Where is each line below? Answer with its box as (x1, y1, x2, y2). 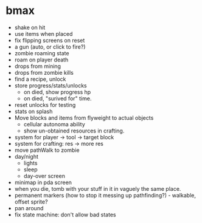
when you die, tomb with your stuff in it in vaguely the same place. (14, 185, 181, 192)
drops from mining (14, 62, 61, 70)
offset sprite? (14, 198, 48, 205)
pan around (14, 204, 44, 211)
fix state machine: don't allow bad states (14, 211, 116, 218)
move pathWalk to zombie (14, 146, 80, 154)
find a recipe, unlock (14, 75, 66, 83)
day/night (14, 153, 39, 160)
